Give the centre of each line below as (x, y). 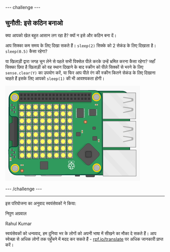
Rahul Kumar (18, 223)
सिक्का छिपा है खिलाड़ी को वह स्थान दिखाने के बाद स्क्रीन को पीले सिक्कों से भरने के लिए (74, 67)
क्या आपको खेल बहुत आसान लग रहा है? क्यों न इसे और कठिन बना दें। (61, 35)
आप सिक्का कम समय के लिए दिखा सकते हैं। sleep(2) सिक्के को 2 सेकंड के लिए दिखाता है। (81, 46)
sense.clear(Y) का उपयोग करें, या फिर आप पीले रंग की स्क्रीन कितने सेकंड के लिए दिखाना (80, 72)
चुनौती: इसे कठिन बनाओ (34, 23)
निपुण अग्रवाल (16, 213)
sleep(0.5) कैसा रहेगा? (26, 51)
